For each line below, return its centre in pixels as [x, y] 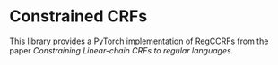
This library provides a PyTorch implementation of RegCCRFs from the [139, 41]
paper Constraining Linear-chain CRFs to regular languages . [122, 50]
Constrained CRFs [78, 16]
